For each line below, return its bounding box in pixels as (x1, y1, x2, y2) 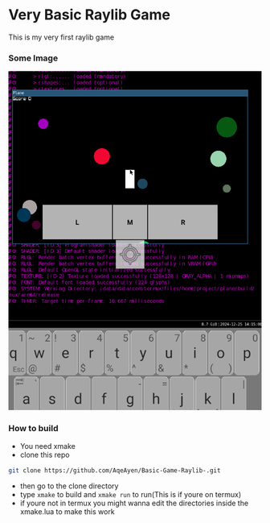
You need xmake (19, 441, 76, 450)
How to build (8, 423, 59, 434)
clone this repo (19, 450, 70, 459)
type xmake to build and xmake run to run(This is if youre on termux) (19, 489, 242, 499)
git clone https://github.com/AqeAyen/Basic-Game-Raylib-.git (8, 466, 221, 475)
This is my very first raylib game (8, 32, 115, 42)
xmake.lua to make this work (19, 506, 115, 517)
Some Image (8, 52, 59, 64)
